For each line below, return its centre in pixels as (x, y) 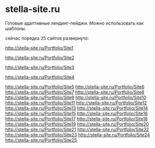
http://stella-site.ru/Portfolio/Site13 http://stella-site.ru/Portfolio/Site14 (77, 108)
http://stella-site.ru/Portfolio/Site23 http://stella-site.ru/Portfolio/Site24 (77, 134)
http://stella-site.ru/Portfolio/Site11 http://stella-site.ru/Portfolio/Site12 (76, 103)
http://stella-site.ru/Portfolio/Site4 (40, 77)
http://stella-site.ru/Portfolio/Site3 (40, 67)
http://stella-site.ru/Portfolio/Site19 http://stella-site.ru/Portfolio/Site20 (77, 124)
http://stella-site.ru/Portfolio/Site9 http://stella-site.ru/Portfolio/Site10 (76, 97)
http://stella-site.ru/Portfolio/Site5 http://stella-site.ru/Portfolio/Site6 (75, 87)
